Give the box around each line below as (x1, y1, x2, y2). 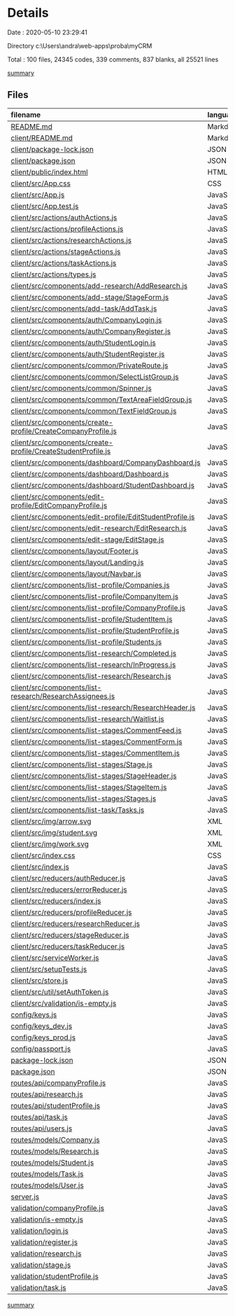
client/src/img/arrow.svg (10, 816, 92, 826)
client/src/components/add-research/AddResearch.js (10, 281, 188, 290)
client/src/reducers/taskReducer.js (10, 941, 125, 951)
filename (10, 110, 41, 120)
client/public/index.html (10, 167, 89, 176)
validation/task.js (10, 1282, 66, 1292)
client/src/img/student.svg (10, 827, 98, 837)
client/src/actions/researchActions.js (10, 235, 132, 245)
